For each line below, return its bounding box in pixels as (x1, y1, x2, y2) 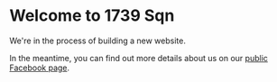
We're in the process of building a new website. (9, 35, 187, 46)
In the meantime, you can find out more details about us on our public (9, 52, 269, 63)
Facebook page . (9, 62, 70, 73)
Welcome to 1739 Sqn (9, 5, 175, 26)
